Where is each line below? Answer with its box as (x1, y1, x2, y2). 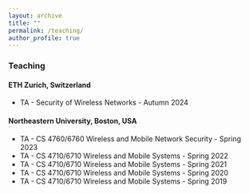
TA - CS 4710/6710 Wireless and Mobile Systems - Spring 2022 (19, 151, 229, 160)
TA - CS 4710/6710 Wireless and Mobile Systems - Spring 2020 (19, 168, 229, 177)
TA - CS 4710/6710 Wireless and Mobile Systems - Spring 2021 (19, 159, 227, 168)
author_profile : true (8, 34, 81, 42)
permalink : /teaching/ (8, 26, 84, 34)
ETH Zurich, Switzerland (8, 80, 92, 89)
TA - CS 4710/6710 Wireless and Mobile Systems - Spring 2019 (19, 176, 227, 186)
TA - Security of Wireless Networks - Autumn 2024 (19, 97, 189, 108)
